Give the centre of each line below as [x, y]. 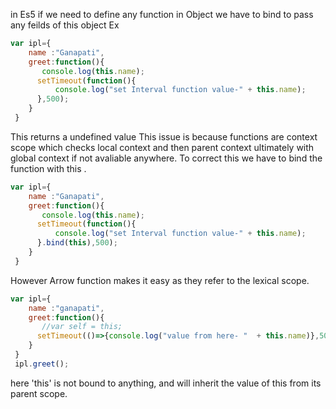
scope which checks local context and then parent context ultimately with [162, 147]
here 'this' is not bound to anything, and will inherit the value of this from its [166, 383]
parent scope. [39, 393]
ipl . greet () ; [42, 364]
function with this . [48, 168]
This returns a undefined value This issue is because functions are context [164, 136]
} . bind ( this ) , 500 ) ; [77, 243]
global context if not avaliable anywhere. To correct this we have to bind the [166, 158]
